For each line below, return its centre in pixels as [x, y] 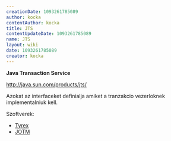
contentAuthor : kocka [33, 23]
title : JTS [20, 28]
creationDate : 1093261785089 [42, 12]
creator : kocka [25, 56]
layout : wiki [22, 45]
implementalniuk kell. [32, 102]
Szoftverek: [20, 114]
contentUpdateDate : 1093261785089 [49, 34]
